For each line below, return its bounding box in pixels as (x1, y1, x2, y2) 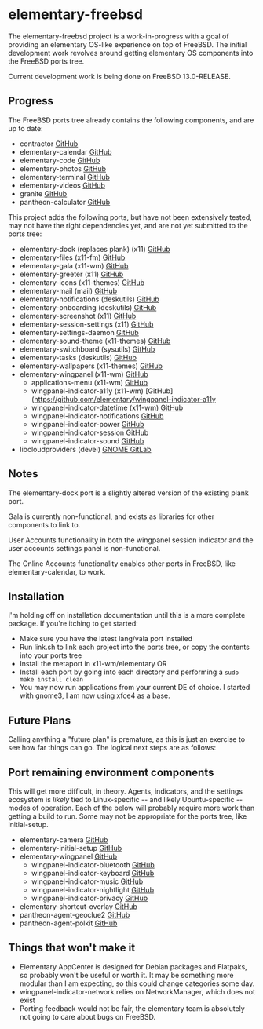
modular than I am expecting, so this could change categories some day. (19, 979, 255, 988)
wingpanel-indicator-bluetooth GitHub (31, 860, 155, 869)
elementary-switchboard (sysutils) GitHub (19, 344, 155, 354)
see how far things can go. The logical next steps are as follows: (8, 743, 217, 753)
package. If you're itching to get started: (8, 618, 139, 629)
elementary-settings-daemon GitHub (19, 327, 139, 337)
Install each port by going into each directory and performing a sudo (19, 667, 239, 677)
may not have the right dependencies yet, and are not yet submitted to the (8, 221, 249, 230)
